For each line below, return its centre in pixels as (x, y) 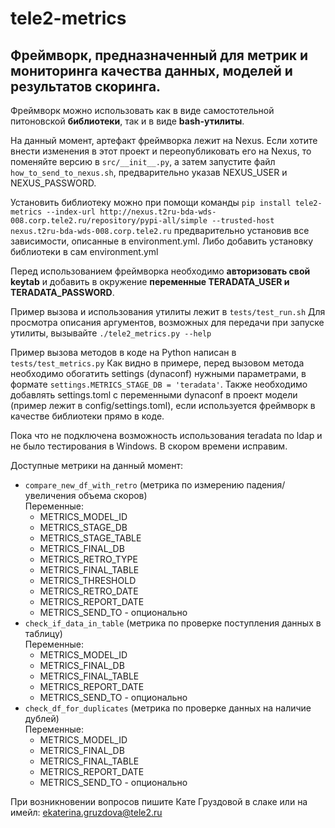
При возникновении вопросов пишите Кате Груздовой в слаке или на (159, 801)
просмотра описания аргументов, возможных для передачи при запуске (167, 322)
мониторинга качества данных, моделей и (151, 70)
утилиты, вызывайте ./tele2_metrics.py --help (111, 333)
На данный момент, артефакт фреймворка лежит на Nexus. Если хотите (164, 140)
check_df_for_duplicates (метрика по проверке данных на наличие (168, 708)
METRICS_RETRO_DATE (89, 591)
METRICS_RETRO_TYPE (88, 559)
